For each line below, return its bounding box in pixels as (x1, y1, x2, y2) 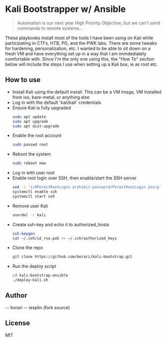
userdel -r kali (12, 212, 46, 217)
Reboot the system (12, 151, 51, 157)
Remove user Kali (12, 203, 48, 209)
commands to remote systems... (17, 25, 83, 31)
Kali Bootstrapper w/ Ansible (5, 3, 126, 15)
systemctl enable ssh (12, 189, 57, 194)
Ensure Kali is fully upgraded (12, 104, 71, 110)
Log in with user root (12, 170, 55, 176)
